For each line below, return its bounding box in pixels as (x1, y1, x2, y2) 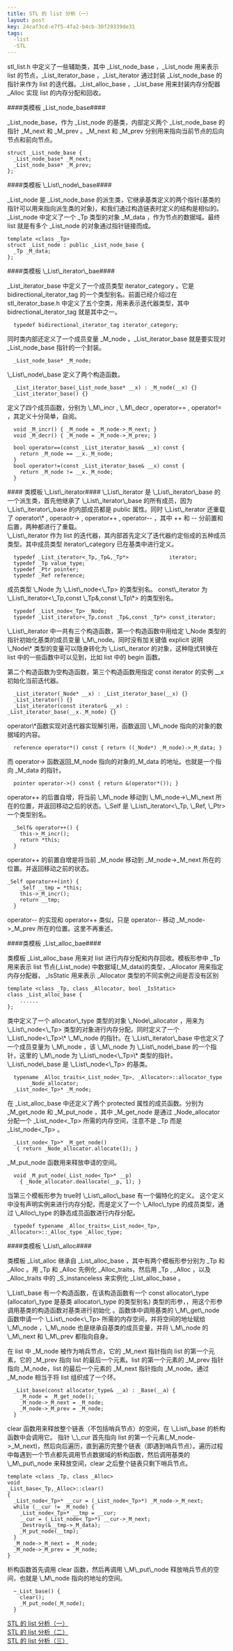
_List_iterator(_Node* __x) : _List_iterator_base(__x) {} (13, 690, 188, 697)
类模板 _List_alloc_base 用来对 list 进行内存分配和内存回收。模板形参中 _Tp (7, 954, 220, 962)
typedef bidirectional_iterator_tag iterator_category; (13, 321, 179, 328)
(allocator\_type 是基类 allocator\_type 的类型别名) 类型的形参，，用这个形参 (7, 1298, 223, 1305)
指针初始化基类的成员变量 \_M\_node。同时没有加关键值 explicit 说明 (7, 636, 204, 644)
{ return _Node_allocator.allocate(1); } (16, 1145, 138, 1152)
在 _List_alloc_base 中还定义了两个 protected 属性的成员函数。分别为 (7, 1099, 204, 1107)
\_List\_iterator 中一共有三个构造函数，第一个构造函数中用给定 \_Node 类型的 (7, 627, 227, 635)
